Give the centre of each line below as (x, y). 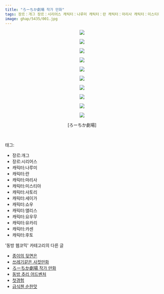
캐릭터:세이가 (25, 198)
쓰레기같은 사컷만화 (31, 262)
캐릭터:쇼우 (23, 204)
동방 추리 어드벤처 (29, 274)
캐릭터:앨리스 (25, 211)
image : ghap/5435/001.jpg (31, 19)
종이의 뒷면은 (25, 256)
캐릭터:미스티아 (27, 186)
